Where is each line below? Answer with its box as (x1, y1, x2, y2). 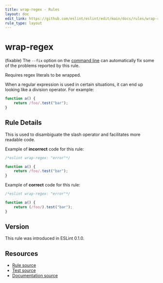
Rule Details (5, 118, 42, 127)
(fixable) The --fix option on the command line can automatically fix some (5, 58, 154, 64)
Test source (12, 267, 36, 273)
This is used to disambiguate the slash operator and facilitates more (5, 132, 141, 137)
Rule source (12, 263, 36, 268)
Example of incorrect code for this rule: (5, 146, 84, 152)
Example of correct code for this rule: (5, 182, 81, 188)
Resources (5, 250, 38, 258)
